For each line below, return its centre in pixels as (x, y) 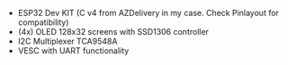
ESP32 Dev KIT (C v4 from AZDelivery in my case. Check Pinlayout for (148, 13)
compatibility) (43, 22)
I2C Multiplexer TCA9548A (67, 41)
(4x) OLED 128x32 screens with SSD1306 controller (113, 32)
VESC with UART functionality (73, 51)
